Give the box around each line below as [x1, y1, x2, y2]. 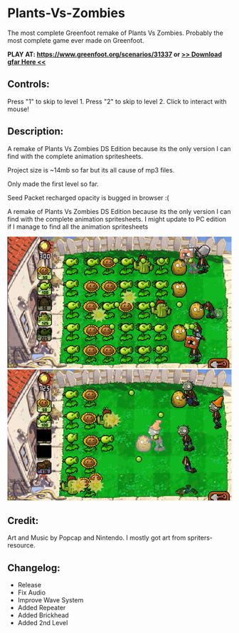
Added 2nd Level [17, 618, 68, 627]
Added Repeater [17, 603, 66, 612]
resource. [7, 541, 36, 550]
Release [17, 580, 41, 589]
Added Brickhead [17, 611, 69, 619]
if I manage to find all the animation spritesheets [7, 222, 149, 231]
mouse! [7, 105, 30, 113]
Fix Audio [17, 588, 46, 597]
